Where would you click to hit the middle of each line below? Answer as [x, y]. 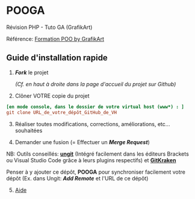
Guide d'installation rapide [57, 58]
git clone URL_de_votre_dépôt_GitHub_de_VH [62, 112]
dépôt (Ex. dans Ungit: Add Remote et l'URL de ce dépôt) [77, 178]
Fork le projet [32, 72]
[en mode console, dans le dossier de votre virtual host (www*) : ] [95, 107]
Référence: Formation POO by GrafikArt [55, 39]
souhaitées [29, 130]
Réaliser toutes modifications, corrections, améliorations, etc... [92, 124]
